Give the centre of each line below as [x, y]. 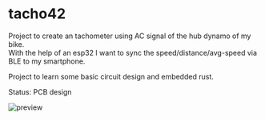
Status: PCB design [40, 91]
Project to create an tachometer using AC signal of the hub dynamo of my [130, 36]
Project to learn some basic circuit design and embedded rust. [111, 76]
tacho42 [37, 14]
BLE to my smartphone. [47, 61]
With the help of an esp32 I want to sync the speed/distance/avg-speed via [133, 52]
